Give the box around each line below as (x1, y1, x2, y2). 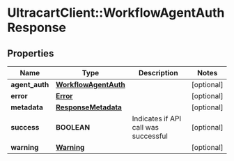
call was (132, 123, 159, 132)
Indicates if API (132, 114, 182, 123)
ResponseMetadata (55, 102, 122, 112)
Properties (7, 47, 54, 59)
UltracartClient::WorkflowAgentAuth (7, 5, 225, 21)
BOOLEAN (55, 123, 91, 132)
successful (132, 131, 169, 141)
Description (138, 68, 179, 77)
